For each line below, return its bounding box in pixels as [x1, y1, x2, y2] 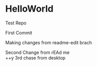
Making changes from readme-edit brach [5, 39, 92, 46]
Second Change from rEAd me [5, 49, 70, 55]
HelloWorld [5, 3, 54, 15]
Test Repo [5, 20, 27, 26]
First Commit [5, 29, 32, 36]
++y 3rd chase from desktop [5, 54, 66, 61]
